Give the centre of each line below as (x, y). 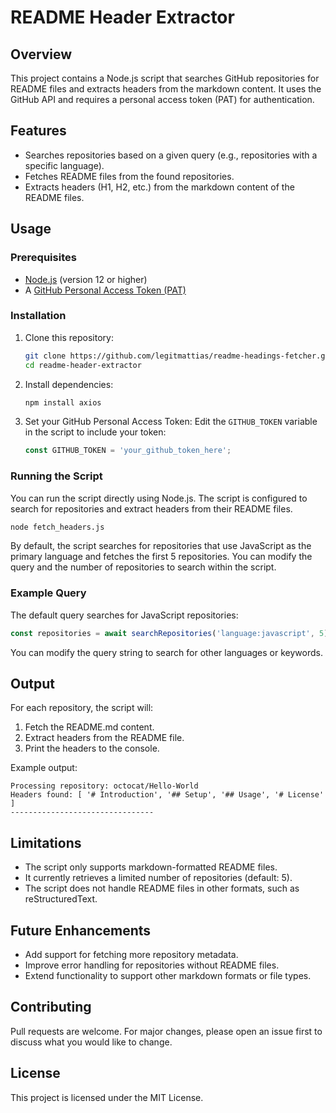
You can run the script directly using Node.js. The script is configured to (159, 498)
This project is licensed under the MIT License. (107, 1097)
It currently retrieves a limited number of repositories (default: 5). (158, 878)
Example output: (44, 768)
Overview (41, 54)
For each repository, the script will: (82, 708)
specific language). (64, 165)
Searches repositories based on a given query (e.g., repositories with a (171, 155)
